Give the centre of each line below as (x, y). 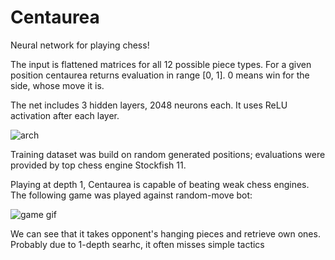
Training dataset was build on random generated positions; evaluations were (168, 154)
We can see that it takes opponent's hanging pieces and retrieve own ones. (165, 233)
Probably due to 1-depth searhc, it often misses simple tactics (137, 244)
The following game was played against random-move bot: (131, 195)
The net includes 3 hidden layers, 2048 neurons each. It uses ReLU (149, 105)
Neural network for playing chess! (80, 45)
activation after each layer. (65, 115)
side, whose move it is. (57, 85)
